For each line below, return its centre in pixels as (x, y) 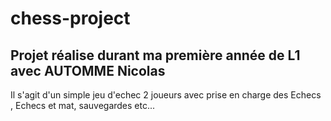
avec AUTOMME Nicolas (88, 70)
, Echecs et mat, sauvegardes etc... (83, 105)
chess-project (70, 18)
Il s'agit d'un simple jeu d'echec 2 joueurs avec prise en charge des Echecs (166, 95)
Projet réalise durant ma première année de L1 (155, 55)
